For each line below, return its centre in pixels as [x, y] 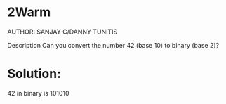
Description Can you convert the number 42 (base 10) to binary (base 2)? [113, 45]
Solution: [34, 74]
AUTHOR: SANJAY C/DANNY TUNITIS [62, 32]
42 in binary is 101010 [38, 93]
